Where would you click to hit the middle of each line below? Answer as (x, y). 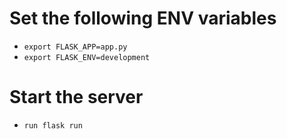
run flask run (53, 125)
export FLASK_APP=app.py (75, 47)
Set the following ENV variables (143, 18)
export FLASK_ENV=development (87, 57)
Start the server (76, 97)
